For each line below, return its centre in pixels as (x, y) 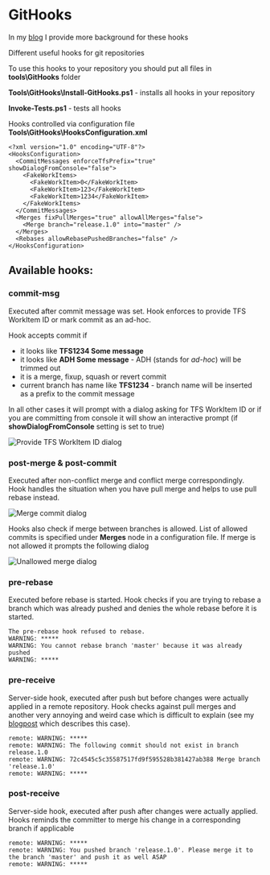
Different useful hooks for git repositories (76, 52)
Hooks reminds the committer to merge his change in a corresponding (125, 819)
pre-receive (32, 680)
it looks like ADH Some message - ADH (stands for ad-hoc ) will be (131, 359)
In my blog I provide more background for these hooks (98, 37)
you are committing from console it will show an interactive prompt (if (123, 417)
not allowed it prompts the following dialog (79, 545)
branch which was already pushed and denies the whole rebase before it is (133, 608)
